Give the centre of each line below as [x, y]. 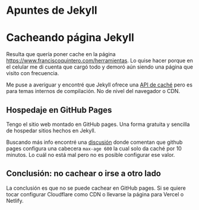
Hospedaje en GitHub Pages [59, 110]
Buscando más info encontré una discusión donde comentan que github [94, 142]
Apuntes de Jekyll [52, 10]
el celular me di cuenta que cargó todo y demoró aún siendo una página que [99, 67]
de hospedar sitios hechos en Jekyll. [51, 130]
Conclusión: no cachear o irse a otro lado [84, 174]
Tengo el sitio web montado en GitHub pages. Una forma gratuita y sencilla [98, 124]
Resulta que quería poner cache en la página [61, 54]
